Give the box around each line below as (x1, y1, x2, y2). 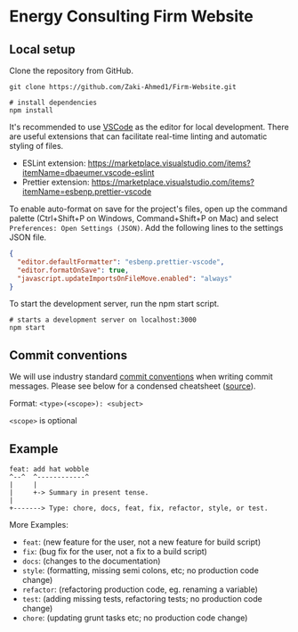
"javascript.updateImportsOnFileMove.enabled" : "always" (17, 274, 233, 283)
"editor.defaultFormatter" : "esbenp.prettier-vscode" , (17, 257, 225, 267)
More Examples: (9, 520, 68, 529)
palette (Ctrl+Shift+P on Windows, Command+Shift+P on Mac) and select (9, 213, 278, 224)
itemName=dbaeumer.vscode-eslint (21, 168, 155, 177)
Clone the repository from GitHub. (9, 65, 133, 76)
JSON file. (9, 232, 47, 242)
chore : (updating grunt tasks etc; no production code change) (21, 612, 248, 623)
